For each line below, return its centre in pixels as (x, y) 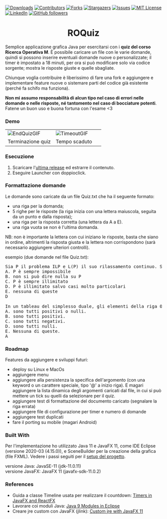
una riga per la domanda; (38, 206)
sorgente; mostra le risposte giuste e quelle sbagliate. (60, 68)
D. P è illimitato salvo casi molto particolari (65, 286)
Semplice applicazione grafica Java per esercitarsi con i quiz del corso (78, 47)
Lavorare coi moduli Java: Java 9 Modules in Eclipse (66, 506)
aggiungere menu (30, 375)
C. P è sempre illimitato (37, 281)
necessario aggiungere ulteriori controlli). (47, 247)
